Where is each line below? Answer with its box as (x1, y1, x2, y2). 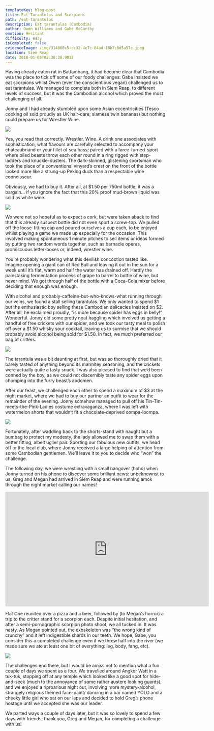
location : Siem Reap (5, 50, 49, 55)
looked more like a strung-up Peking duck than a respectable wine (5, 169, 144, 175)
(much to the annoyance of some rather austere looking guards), (26, 679, 162, 685)
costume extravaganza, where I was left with (54, 403, 148, 410)
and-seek (5, 679, 25, 685)
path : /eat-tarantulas (5, 17, 53, 22)
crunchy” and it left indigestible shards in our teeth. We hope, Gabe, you (5, 632, 157, 638)
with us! (5, 721, 22, 727)
